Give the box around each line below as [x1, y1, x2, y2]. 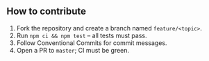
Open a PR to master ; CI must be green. [16, 46, 130, 54]
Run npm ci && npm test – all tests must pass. [16, 31, 147, 40]
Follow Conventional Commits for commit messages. [16, 38, 167, 47]
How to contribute [6, 6, 87, 17]
